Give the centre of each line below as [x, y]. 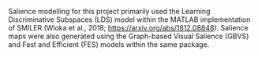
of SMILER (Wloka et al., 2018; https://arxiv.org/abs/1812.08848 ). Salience [128, 28]
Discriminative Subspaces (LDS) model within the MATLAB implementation [129, 20]
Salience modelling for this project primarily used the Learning [109, 11]
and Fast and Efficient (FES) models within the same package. [109, 45]
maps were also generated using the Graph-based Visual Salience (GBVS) [129, 36]
